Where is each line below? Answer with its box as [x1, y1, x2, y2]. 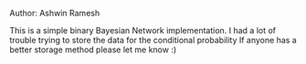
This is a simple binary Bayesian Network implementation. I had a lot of [9, 25, 277, 35]
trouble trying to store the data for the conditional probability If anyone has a [9, 35, 297, 45]
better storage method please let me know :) [9, 44, 177, 55]
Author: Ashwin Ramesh [9, 8, 100, 18]
